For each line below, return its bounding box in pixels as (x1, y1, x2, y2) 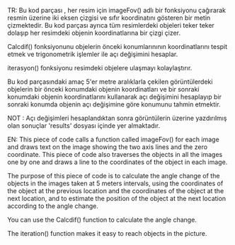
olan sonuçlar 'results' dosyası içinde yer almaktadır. (7, 121, 161, 130)
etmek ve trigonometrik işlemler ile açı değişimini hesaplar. (7, 50, 178, 58)
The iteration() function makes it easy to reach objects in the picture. (7, 229, 207, 237)
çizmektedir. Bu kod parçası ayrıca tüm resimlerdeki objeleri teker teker (7, 21, 214, 29)
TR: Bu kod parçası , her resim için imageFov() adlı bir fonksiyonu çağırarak (7, 6, 227, 14)
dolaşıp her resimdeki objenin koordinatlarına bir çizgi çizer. (7, 28, 181, 37)
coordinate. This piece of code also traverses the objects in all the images (7, 151, 223, 158)
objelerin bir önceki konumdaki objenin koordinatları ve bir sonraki (7, 85, 200, 93)
